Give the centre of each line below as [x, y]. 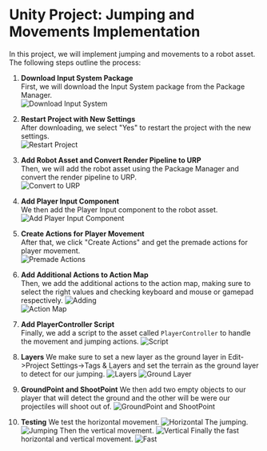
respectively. [42, 300]
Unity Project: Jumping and [102, 15]
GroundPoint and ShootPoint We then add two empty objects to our [133, 389]
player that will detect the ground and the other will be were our [125, 397]
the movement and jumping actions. [80, 341]
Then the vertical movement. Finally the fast [149, 430]
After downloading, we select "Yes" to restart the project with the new [136, 127]
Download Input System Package [77, 78]
